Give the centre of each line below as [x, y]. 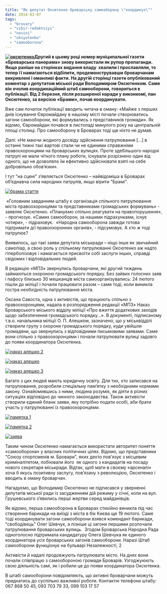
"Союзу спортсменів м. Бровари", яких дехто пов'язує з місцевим [76, 457]
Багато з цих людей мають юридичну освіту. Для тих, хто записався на [82, 381]
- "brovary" [22, 24]
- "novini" [21, 33]
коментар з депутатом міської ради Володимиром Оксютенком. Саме [83, 83]
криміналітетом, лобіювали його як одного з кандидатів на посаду [77, 462]
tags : [11, 19]
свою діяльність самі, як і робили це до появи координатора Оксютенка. [83, 565]
